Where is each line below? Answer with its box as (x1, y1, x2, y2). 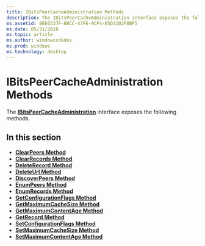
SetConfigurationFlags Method (15, 220, 96, 227)
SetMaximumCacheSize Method (15, 226, 99, 234)
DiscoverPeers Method (15, 175, 75, 182)
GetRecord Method (15, 213, 65, 220)
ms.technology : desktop (6, 49, 67, 55)
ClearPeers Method (15, 148, 66, 156)
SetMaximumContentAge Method (15, 233, 103, 240)
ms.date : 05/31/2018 (6, 26, 59, 32)
